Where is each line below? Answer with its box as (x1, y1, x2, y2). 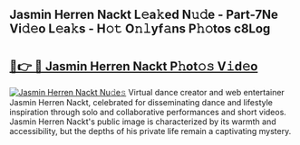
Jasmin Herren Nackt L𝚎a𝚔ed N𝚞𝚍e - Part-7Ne (9, 7, 279, 23)
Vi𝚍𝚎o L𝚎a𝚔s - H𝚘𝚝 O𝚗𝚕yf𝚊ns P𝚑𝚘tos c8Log (9, 22, 271, 37)
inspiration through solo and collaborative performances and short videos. (9, 107, 287, 117)
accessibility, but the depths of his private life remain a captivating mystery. (9, 126, 292, 136)
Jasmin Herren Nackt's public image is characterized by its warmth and (9, 116, 276, 127)
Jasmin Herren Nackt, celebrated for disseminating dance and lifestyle (9, 97, 274, 107)
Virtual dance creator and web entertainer (128, 87, 285, 97)
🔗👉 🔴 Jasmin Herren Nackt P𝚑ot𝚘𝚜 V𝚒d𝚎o (9, 59, 258, 74)
